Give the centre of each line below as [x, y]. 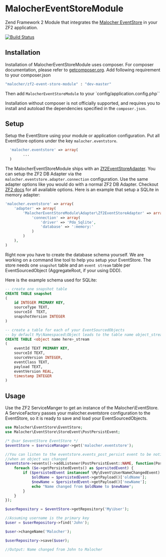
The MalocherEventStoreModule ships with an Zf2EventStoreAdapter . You [80, 169]
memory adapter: [23, 195]
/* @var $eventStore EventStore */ [42, 441]
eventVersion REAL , [34, 371]
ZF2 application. [21, 27]
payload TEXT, [28, 367]
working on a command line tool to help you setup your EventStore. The [78, 260]
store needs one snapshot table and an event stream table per [68, 265]
